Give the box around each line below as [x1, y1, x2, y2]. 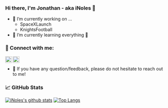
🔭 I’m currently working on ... [12, 16, 72, 22]
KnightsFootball [20, 27, 53, 33]
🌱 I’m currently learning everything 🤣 [12, 32, 89, 38]
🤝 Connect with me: [5, 45, 54, 52]
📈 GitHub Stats [5, 84, 44, 91]
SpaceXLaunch [20, 21, 52, 27]
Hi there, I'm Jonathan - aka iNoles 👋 [5, 5, 96, 12]
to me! [12, 71, 26, 77]
